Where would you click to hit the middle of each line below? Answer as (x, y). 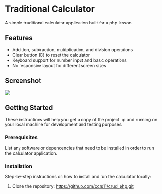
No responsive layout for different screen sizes (59, 65)
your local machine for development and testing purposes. (64, 125)
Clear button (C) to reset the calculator (51, 55)
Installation (19, 166)
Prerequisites (21, 137)
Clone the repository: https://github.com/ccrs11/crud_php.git (73, 186)
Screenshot (23, 81)
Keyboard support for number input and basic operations (69, 60)
